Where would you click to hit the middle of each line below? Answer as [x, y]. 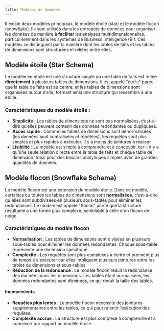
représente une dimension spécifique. [50, 249]
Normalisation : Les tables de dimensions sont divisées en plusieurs [81, 239]
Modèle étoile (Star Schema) [49, 65]
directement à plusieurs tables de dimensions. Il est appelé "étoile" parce [79, 82]
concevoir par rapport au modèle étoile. [52, 324]
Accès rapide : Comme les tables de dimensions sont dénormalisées [82, 131]
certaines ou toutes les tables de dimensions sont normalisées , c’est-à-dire [82, 195]
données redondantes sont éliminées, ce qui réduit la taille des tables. [82, 281]
